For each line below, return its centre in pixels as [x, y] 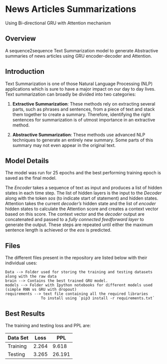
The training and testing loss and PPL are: [48, 325]
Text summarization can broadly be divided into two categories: [71, 94]
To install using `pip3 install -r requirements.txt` [98, 298]
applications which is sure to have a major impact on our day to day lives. [80, 89]
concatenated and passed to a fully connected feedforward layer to [75, 220]
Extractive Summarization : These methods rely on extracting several [84, 104]
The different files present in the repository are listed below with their [76, 258]
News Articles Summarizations [71, 9]
